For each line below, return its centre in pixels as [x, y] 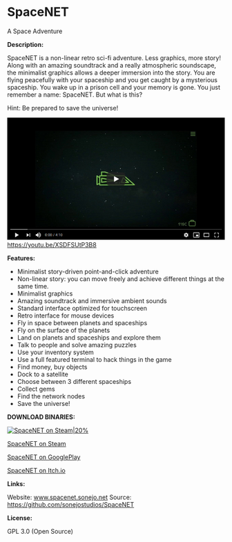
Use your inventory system [56, 352]
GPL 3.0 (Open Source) [40, 532]
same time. [33, 287]
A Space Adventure [35, 31]
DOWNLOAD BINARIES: [41, 417]
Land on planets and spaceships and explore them [89, 338]
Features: [21, 258]
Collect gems [36, 389]
